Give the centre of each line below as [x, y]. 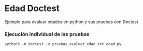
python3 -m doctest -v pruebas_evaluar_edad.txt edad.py [63, 44]
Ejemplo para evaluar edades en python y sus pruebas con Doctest [71, 22]
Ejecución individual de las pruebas [47, 34]
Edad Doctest [32, 8]
